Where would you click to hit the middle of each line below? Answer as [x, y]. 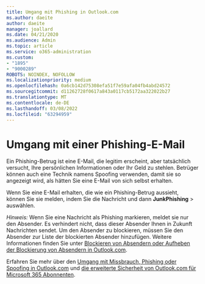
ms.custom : [20, 57]
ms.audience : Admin [31, 40]
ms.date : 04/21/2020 [33, 35]
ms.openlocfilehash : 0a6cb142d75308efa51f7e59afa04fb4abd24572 [88, 86]
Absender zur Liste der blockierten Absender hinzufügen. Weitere [89, 237]
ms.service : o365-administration [49, 52]
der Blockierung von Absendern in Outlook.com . [67, 250]
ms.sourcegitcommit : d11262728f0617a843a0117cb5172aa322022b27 [88, 92]
